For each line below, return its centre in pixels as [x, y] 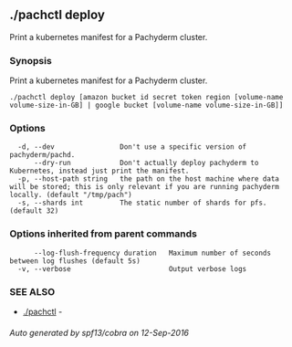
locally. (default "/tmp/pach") [71, 195]
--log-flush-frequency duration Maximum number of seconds [152, 253]
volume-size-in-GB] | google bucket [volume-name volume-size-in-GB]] [146, 105]
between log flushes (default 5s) [75, 261]
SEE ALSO [32, 291]
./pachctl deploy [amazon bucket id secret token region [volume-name [146, 98]
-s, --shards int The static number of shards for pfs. [142, 203]
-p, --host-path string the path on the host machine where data [149, 179]
